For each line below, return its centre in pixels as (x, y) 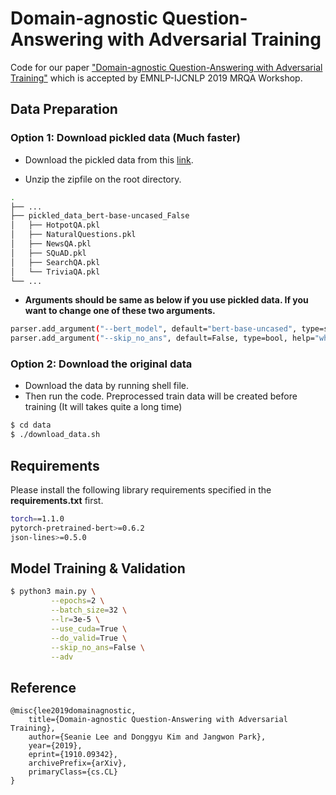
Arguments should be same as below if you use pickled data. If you (166, 300)
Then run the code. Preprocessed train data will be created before (161, 396)
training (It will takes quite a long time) (103, 407)
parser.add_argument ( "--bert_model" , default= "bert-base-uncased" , (154, 329)
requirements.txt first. (57, 500)
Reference (43, 687)
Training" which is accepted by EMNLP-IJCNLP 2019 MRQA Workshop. (156, 78)
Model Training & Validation (98, 568)
